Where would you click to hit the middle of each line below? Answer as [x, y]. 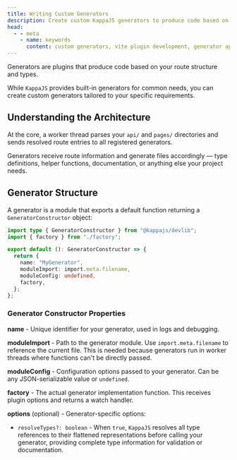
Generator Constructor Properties [66, 313]
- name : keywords [45, 40]
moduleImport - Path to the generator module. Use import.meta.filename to [118, 342]
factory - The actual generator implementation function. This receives [109, 392]
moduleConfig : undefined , [58, 276]
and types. [23, 74]
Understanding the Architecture [79, 117]
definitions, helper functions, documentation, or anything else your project [115, 163]
